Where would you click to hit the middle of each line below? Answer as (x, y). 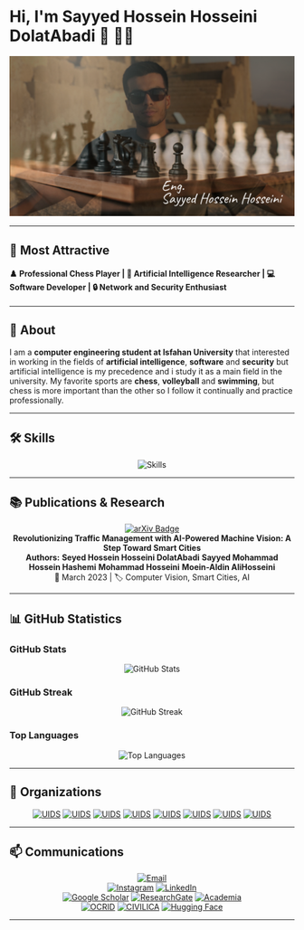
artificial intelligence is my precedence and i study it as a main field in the (146, 371)
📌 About (33, 331)
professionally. (37, 400)
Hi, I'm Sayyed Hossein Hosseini (133, 17)
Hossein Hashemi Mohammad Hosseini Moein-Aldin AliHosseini (152, 567)
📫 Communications (67, 852)
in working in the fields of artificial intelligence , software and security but (149, 361)
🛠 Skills (33, 438)
